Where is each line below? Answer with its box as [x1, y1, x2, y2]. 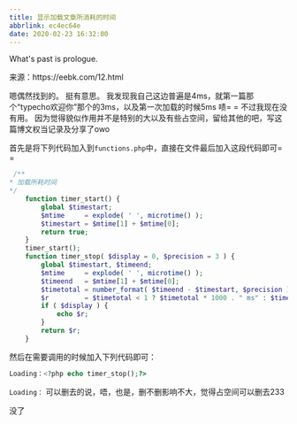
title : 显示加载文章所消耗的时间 [9, 12, 117, 22]
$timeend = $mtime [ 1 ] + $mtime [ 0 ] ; [41, 276, 179, 286]
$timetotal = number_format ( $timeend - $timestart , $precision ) [41, 285, 291, 294]
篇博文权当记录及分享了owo [9, 124, 110, 135]
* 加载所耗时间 [9, 178, 57, 187]
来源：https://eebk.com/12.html [9, 72, 124, 82]
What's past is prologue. [9, 54, 99, 65]
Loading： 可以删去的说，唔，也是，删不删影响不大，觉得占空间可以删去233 [9, 386, 285, 397]
